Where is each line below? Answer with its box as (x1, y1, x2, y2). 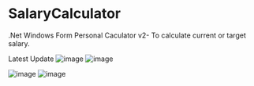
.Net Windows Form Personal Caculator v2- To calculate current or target (8, 30, 246, 40)
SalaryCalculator (8, 5, 121, 23)
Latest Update (8, 54, 54, 63)
